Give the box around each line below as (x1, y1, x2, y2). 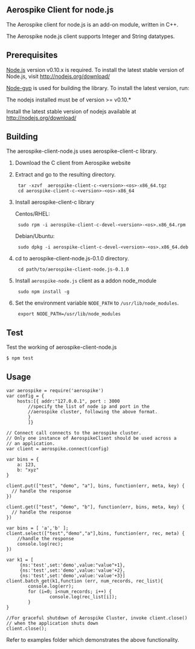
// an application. (6, 441, 56, 447)
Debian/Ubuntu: (14, 233, 55, 240)
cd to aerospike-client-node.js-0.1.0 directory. (14, 255, 129, 262)
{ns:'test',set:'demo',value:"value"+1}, (19, 562, 126, 569)
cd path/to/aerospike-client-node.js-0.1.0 (18, 266, 129, 273)
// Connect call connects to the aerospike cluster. (6, 430, 142, 436)
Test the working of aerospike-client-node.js (6, 344, 117, 351)
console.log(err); (28, 583, 74, 590)
